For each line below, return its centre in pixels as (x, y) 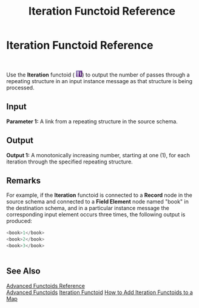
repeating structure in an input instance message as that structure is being (99, 81)
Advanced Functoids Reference (46, 286)
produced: (19, 221)
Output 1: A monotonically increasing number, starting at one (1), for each (98, 155)
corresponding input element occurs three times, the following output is (96, 214)
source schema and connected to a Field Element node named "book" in (98, 202)
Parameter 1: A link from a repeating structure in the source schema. (92, 121)
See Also (23, 271)
